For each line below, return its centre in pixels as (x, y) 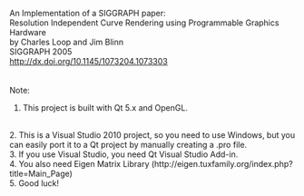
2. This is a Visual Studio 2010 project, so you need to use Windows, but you (152, 135)
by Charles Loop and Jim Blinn (67, 42)
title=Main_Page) (41, 173)
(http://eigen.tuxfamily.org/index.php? (222, 164)
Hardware (28, 32)
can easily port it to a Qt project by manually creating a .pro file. (128, 145)
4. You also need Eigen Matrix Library (79, 164)
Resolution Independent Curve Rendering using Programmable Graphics (144, 23)
